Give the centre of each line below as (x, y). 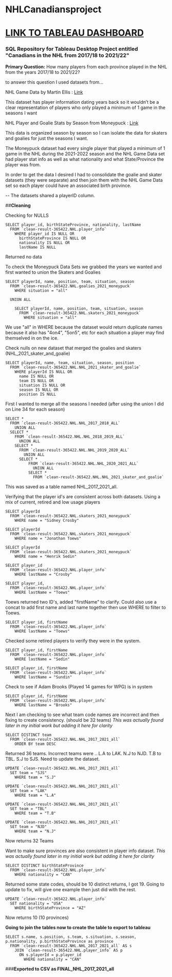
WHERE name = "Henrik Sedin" (46, 556)
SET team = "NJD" (28, 826)
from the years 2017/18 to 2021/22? (43, 72)
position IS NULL (37, 394)
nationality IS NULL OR (44, 242)
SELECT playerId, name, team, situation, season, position (70, 363)
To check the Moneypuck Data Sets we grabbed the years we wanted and (84, 267)
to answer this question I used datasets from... (54, 82)
